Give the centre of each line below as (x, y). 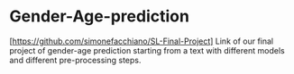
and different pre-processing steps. (75, 60)
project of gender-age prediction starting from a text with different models (147, 50)
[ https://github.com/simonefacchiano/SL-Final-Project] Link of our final (142, 41)
